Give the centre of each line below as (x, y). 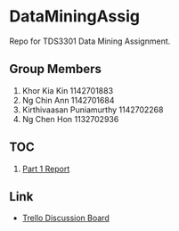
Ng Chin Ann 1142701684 (68, 100)
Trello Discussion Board (65, 218)
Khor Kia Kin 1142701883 (68, 90)
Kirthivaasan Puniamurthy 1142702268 (93, 110)
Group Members (56, 69)
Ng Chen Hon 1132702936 (70, 119)
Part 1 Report (46, 169)
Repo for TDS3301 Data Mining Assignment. (90, 41)
